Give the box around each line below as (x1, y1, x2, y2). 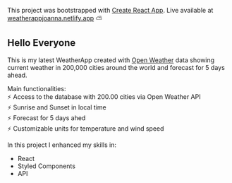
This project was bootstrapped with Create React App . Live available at (7, 6, 214, 14)
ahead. (7, 71, 28, 79)
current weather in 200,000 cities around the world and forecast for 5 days (7, 63, 226, 71)
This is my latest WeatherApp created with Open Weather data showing (7, 56, 215, 64)
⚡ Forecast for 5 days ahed (7, 113, 86, 122)
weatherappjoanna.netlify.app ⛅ (7, 14, 103, 22)
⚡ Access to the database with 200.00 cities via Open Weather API (7, 92, 201, 101)
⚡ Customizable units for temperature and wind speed (7, 124, 164, 133)
